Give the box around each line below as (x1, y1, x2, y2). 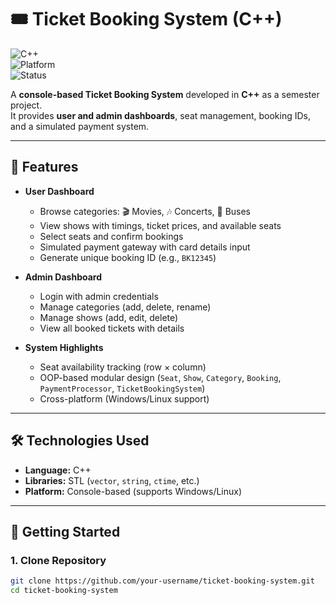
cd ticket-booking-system (10, 586, 118, 596)
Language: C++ (24, 464, 92, 476)
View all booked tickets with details (39, 322, 185, 334)
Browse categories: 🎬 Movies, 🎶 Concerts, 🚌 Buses (39, 205, 252, 217)
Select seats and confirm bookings (39, 230, 184, 242)
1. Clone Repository (10, 553, 107, 567)
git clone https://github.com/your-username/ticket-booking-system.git (10, 576, 315, 586)
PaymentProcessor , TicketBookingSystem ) (39, 382, 206, 394)
